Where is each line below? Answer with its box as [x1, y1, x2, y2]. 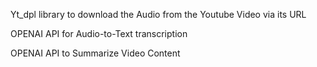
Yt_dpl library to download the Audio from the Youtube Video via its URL [10, 9, 307, 20]
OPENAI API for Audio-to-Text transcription [10, 28, 188, 39]
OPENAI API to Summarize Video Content [10, 47, 181, 59]
